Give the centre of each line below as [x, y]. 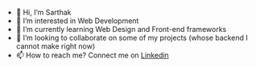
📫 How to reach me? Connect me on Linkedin [92, 55]
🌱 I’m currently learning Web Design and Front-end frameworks [121, 29]
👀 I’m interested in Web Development [77, 21]
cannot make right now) [55, 46]
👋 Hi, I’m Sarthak [43, 12]
